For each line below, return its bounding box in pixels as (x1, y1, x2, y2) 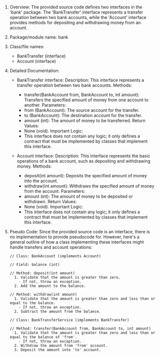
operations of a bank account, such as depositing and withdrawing (16, 158, 151, 164)
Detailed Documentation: (9, 68, 60, 74)
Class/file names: (9, 44, 45, 49)
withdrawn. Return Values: (24, 199, 77, 204)
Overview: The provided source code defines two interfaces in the (9, 4, 143, 10)
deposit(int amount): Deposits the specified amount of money (24, 173, 147, 178)
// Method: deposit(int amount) (9, 271, 75, 276)
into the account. (24, 178, 58, 184)
